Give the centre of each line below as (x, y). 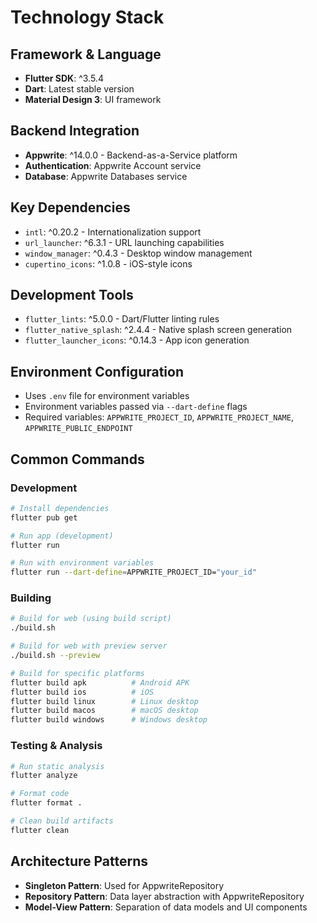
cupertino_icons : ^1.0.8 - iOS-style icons (108, 263)
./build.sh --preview (55, 656)
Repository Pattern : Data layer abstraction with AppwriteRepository (164, 896)
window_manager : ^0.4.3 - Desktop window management (138, 253)
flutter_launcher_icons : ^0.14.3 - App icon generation (137, 340)
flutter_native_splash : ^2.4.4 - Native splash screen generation (158, 330)
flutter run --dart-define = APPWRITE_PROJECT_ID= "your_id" (133, 572)
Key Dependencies (70, 207)
